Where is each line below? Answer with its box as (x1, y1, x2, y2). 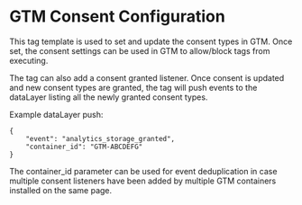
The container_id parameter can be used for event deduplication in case (9, 165, 278, 176)
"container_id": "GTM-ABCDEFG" (25, 142, 143, 151)
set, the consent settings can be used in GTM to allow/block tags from (9, 45, 270, 56)
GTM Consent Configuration (9, 6, 225, 27)
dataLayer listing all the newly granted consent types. (9, 92, 208, 102)
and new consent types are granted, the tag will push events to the (9, 82, 258, 93)
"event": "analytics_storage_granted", (25, 134, 176, 143)
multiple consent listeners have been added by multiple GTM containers (9, 175, 277, 186)
